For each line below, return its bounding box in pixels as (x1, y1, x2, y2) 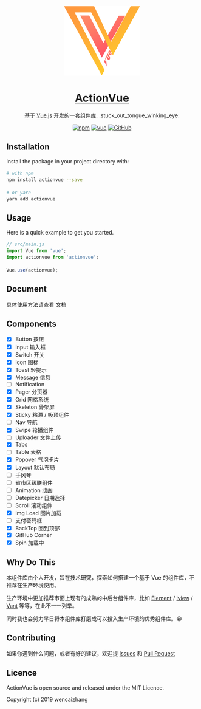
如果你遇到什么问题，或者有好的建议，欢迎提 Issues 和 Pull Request (6, 649, 175, 657)
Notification (15, 380, 44, 388)
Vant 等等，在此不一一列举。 (6, 602, 78, 609)
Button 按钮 (15, 335, 44, 343)
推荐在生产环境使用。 (6, 581, 60, 589)
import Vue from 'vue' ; (6, 248, 67, 254)
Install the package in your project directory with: (6, 158, 129, 165)
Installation (6, 142, 50, 152)
